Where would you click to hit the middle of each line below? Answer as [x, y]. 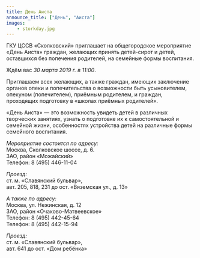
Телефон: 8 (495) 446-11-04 [42, 162]
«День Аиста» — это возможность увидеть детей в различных [87, 112]
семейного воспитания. [37, 132]
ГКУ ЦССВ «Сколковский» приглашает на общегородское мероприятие [99, 46]
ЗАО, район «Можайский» [40, 156]
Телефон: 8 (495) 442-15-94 [42, 224]
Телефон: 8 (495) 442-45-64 [43, 218]
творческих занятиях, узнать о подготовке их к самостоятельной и [92, 119]
